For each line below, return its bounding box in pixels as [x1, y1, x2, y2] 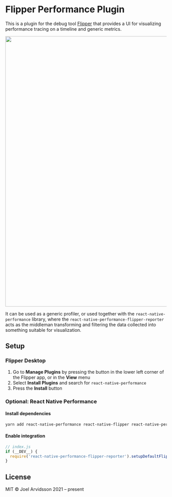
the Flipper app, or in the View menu [12, 374, 91, 380]
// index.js [5, 444, 31, 449]
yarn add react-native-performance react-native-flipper [5, 422, 130, 427]
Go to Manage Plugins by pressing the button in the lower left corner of [12, 369, 164, 375]
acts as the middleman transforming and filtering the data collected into [5, 321, 156, 328]
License [5, 472, 31, 481]
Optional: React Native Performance [5, 398, 97, 405]
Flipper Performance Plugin [5, 4, 125, 15]
